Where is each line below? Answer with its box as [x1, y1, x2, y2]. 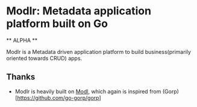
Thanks [6, 72, 36, 82]
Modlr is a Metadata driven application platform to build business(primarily [6, 48, 192, 55]
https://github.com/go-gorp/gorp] [17, 94, 101, 101]
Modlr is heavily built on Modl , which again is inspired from [14, 88, 161, 95]
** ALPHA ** [6, 36, 38, 44]
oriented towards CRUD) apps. [6, 54, 83, 62]
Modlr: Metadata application [6, 4, 152, 18]
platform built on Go [6, 17, 108, 30]
